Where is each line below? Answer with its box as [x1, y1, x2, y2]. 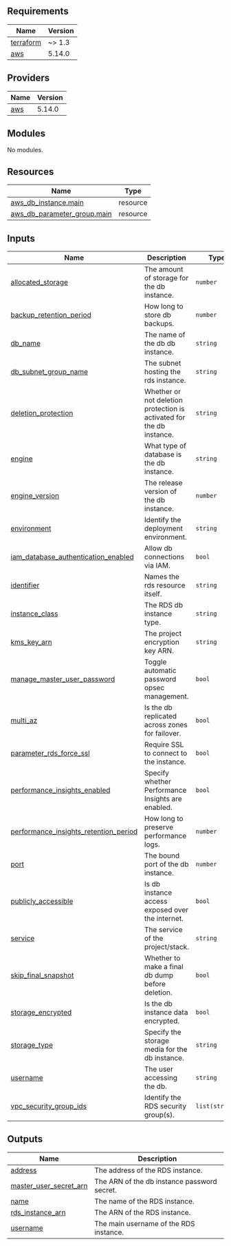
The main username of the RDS [93, 1218, 195, 1228]
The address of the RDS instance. [93, 1165, 203, 1175]
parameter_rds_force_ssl [10, 749, 91, 758]
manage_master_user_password [10, 674, 115, 684]
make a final [144, 962, 184, 972]
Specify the [144, 1028, 181, 1037]
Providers [7, 72, 50, 84]
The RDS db [144, 601, 184, 610]
